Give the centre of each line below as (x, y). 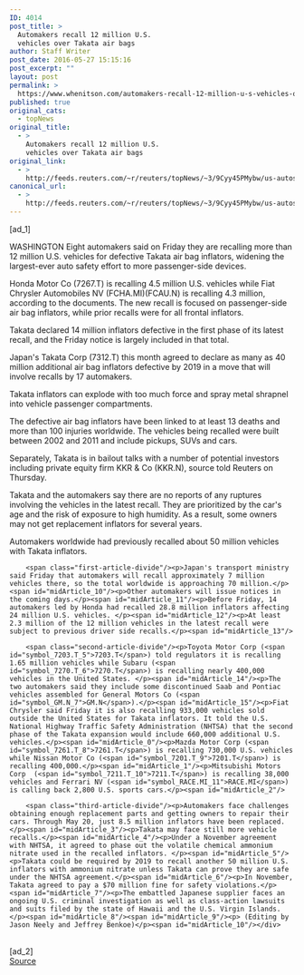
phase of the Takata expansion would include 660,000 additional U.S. (145, 734)
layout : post (34, 77)
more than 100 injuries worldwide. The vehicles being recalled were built (144, 431)
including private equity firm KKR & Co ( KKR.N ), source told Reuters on (141, 467)
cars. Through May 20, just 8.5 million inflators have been (127, 822)
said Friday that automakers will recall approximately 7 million (137, 575)
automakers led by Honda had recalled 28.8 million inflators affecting (149, 607)
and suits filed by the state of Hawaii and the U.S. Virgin (127, 909)
